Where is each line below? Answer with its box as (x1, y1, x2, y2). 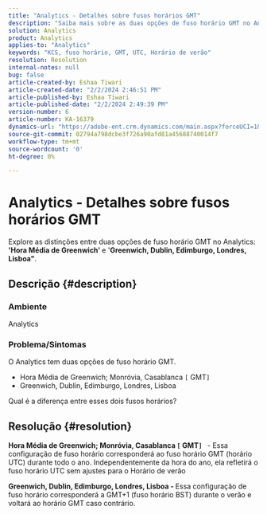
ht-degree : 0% (8, 152, 56, 160)
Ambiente (8, 300, 48, 312)
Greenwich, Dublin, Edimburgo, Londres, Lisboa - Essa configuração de (8, 481, 247, 491)
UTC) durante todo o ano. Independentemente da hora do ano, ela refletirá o (8, 457, 258, 467)
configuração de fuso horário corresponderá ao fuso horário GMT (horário (8, 449, 253, 458)
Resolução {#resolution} (8, 419, 133, 433)
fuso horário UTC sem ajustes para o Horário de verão (8, 465, 186, 475)
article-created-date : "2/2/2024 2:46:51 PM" (8, 85, 161, 94)
